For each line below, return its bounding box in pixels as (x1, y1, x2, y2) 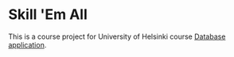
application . (8, 40, 47, 49)
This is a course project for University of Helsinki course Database (8, 32, 226, 41)
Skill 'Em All (8, 6, 88, 24)
